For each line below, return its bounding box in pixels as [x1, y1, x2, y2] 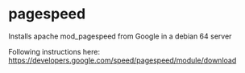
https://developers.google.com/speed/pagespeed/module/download [8, 55, 237, 65]
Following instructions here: [8, 47, 101, 56]
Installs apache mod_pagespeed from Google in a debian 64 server [8, 31, 232, 41]
